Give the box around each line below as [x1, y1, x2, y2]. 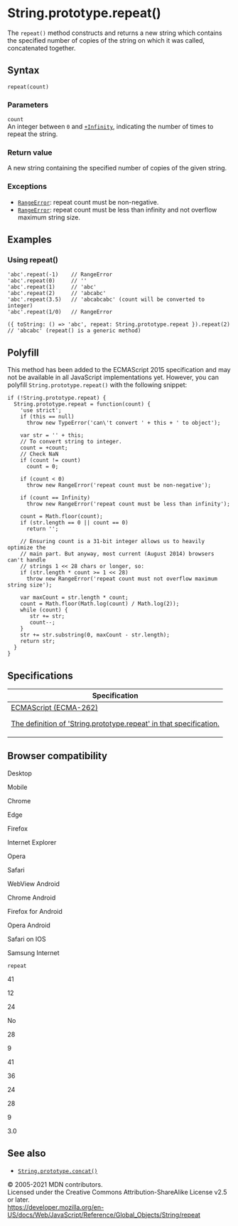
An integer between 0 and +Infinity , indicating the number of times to [7, 123, 214, 131]
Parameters [7, 100, 48, 110]
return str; [20, 638, 55, 645]
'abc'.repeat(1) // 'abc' [7, 284, 97, 291]
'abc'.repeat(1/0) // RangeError [7, 309, 113, 316]
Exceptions [7, 182, 48, 192]
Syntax [7, 64, 40, 76]
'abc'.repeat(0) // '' [7, 277, 87, 284]
